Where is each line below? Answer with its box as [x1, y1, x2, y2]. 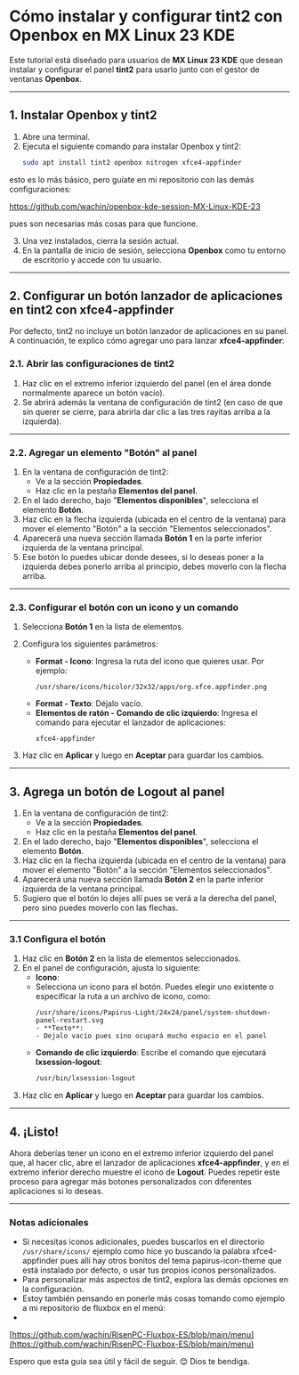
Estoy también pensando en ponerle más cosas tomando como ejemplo [21, 1293, 286, 1304]
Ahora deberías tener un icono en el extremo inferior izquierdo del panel [9, 1148, 274, 1159]
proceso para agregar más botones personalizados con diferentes [9, 1176, 252, 1187]
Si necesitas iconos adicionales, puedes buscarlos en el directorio [21, 1236, 265, 1248]
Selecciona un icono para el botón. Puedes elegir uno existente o [35, 981, 274, 992]
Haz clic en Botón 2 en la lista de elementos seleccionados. [21, 953, 241, 964]
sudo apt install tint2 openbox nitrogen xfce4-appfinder [21, 158, 242, 167]
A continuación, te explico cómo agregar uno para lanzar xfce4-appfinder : [9, 336, 285, 346]
